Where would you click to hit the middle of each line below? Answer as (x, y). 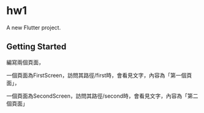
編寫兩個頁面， (25, 62)
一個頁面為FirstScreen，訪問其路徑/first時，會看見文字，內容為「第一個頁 (99, 75)
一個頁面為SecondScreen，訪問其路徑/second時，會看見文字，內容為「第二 (102, 96)
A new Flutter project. (34, 27)
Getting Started (36, 47)
